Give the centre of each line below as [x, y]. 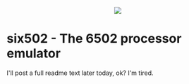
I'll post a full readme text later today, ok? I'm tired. [80, 73]
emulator [34, 54]
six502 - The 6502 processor [94, 39]
